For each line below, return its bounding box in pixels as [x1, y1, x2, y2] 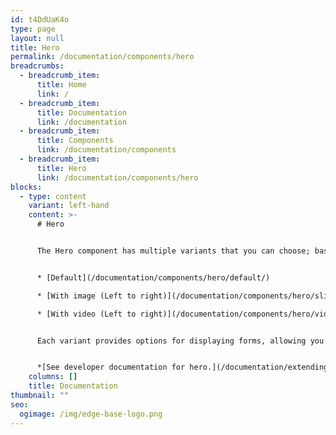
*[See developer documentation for [36, 362, 186, 373]
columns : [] [28, 372, 78, 382]
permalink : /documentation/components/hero [10, 52, 195, 62]
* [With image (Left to [36, 291, 137, 301]
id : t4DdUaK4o [10, 14, 70, 25]
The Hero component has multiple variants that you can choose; [36, 246, 311, 256]
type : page [10, 24, 56, 34]
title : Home [36, 80, 87, 90]
